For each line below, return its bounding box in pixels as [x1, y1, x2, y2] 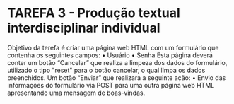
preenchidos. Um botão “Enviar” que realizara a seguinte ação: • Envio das [7, 73, 226, 82]
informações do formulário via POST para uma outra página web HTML [7, 81, 215, 89]
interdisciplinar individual [7, 20, 160, 36]
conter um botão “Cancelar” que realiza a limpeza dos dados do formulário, [7, 58, 228, 67]
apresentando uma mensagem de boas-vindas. [7, 88, 146, 97]
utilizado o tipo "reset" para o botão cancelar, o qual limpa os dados [7, 66, 206, 74]
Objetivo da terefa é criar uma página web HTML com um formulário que [7, 43, 219, 52]
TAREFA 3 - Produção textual [7, 5, 180, 21]
